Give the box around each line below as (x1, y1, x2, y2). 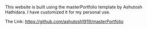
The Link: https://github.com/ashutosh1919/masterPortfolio (5, 19, 124, 24)
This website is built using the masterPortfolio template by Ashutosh (5, 4, 143, 10)
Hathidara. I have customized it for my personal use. (5, 9, 110, 15)
